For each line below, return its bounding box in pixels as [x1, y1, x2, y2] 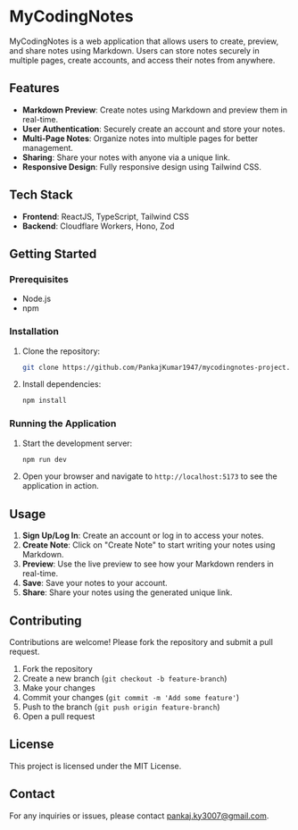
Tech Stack [9, 188, 73, 203]
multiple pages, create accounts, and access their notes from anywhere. [9, 54, 276, 65]
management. [21, 142, 74, 153]
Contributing [9, 613, 82, 628]
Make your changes [21, 683, 95, 693]
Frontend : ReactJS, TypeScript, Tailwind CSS [21, 211, 189, 222]
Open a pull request [21, 711, 95, 722]
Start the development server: [21, 438, 133, 449]
